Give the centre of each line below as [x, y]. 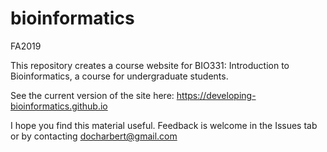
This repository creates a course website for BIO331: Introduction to [150, 65]
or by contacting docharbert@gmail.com [94, 136]
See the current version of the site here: [92, 95]
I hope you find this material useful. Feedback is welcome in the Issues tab [164, 125]
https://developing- [216, 95]
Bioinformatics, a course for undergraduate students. [119, 76]
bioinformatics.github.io [59, 106]
